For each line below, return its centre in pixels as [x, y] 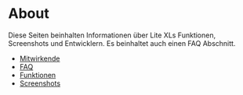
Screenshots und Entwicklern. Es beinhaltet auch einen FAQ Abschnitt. [122, 43]
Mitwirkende [40, 58]
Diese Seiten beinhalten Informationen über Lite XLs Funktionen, [112, 35]
